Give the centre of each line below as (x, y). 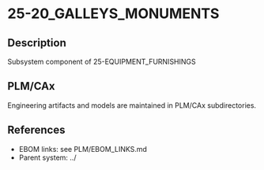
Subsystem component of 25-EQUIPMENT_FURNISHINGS (102, 61)
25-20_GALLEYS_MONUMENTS (113, 14)
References (36, 130)
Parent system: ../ (47, 157)
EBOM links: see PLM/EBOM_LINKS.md (83, 149)
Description (37, 43)
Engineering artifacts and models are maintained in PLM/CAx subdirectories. (132, 105)
